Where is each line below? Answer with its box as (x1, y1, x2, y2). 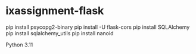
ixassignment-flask (5, 4, 104, 18)
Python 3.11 (5, 41, 33, 48)
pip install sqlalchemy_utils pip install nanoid (5, 29, 114, 36)
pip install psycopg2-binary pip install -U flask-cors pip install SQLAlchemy (5, 23, 190, 31)
